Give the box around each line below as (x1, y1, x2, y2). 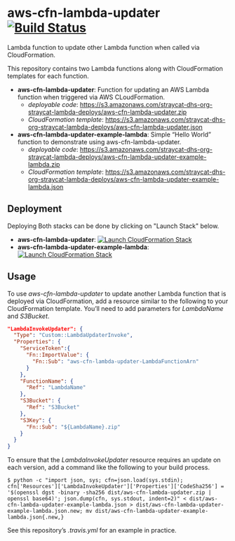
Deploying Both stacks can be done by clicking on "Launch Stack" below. (7, 222, 220, 230)
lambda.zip (27, 160, 60, 168)
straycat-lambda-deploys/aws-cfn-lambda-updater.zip (27, 108, 187, 116)
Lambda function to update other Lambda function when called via (7, 43, 200, 51)
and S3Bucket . (7, 312, 50, 320)
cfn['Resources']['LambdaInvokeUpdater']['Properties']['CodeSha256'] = (7, 483, 224, 490)
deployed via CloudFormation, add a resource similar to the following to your (7, 297, 229, 305)
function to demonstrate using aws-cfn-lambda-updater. (17, 137, 182, 146)
